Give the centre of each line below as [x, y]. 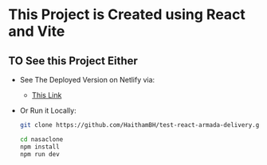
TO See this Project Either [73, 61]
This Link [47, 95]
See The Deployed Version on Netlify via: [87, 80]
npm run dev [39, 154]
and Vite [37, 31]
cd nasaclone [41, 139]
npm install [39, 147]
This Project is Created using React [127, 15]
